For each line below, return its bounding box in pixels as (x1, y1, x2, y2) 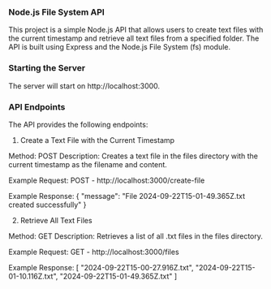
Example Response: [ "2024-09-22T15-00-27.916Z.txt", (8, 262, 194, 272)
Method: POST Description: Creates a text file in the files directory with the (8, 151, 258, 161)
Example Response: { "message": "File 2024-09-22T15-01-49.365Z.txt (8, 191, 246, 201)
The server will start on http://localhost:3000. (8, 80, 161, 91)
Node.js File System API (8, 6, 105, 18)
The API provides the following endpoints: (8, 119, 148, 129)
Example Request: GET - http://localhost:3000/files (8, 247, 180, 257)
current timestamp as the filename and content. (8, 159, 168, 169)
